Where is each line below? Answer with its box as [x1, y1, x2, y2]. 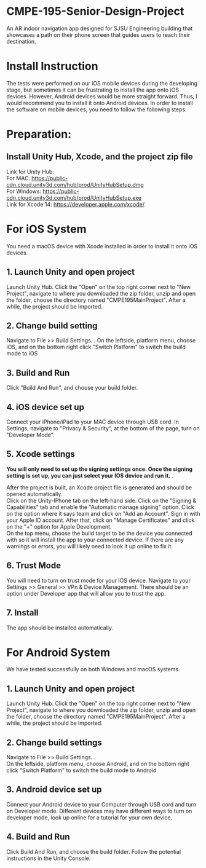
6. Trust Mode [6, 561, 61, 571]
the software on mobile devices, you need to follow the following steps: [6, 106, 187, 113]
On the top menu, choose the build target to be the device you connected [6, 529, 192, 537]
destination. [6, 37, 36, 45]
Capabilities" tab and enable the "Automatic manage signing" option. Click [6, 503, 195, 511]
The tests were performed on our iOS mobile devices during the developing [6, 79, 198, 87]
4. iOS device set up [6, 401, 85, 412]
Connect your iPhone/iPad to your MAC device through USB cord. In [6, 418, 180, 425]
